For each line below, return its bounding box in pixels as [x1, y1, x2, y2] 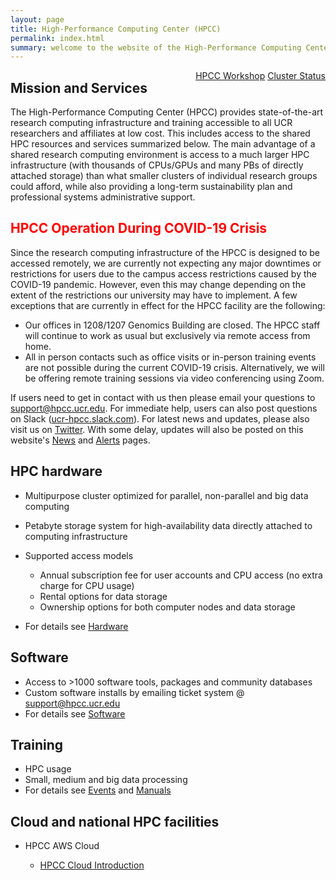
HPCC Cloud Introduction [39, 859, 145, 871]
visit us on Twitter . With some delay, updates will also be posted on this [10, 423, 304, 435]
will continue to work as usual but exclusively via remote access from [24, 329, 311, 341]
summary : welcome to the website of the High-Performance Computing [10, 42, 302, 53]
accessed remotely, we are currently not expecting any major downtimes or [10, 257, 322, 269]
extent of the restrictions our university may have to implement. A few [10, 289, 298, 301]
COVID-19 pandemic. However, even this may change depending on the [10, 278, 307, 290]
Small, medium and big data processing [24, 774, 188, 786]
